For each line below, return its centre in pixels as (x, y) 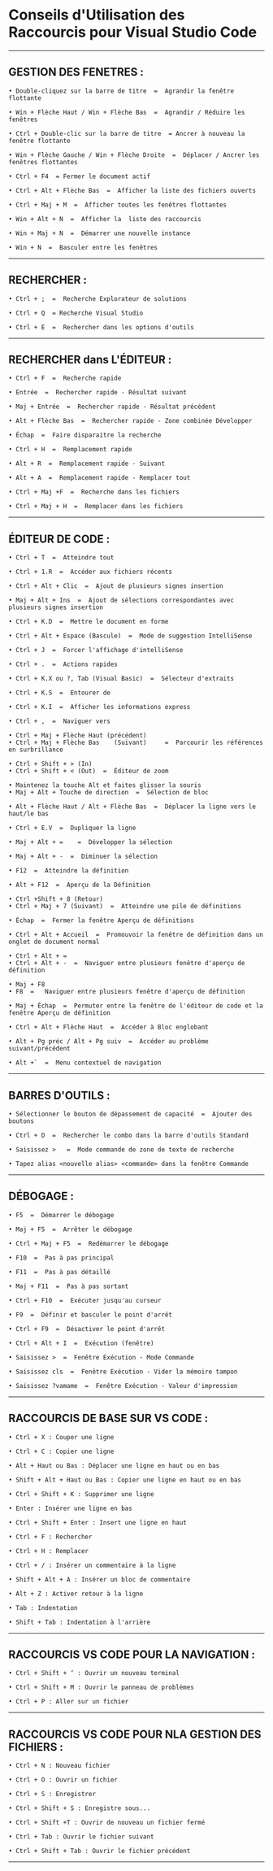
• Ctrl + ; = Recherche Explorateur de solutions (97, 298)
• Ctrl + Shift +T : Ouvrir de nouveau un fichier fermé (107, 1823)
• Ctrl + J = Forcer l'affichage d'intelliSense (96, 650)
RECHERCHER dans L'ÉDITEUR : (90, 359)
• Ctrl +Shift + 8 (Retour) (56, 899)
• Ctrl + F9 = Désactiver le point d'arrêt (87, 1329)
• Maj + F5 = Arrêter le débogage (70, 1229)
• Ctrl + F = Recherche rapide (65, 379)
